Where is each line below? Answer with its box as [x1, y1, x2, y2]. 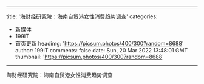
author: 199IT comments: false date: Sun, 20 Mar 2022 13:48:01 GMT [15, 47, 188, 54]
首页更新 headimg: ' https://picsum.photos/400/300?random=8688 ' [15, 40, 184, 47]
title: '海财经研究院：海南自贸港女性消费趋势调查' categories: [6, 13, 158, 20]
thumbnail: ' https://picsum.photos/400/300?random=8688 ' [15, 53, 164, 60]
